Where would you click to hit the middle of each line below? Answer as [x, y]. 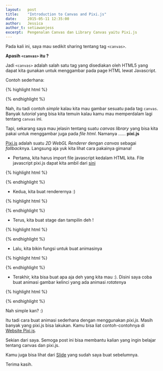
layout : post [21, 10]
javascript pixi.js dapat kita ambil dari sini [54, 163]
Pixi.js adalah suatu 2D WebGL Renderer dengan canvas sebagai [71, 143]
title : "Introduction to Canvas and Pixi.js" [56, 14]
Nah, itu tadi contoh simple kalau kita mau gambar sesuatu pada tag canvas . [82, 109]
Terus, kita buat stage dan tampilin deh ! [53, 220]
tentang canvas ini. [24, 119]
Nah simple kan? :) [24, 311]
